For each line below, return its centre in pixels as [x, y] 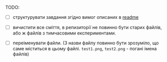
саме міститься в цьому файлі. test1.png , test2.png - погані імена [85, 49]
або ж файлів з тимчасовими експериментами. [64, 33]
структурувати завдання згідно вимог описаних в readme [76, 17]
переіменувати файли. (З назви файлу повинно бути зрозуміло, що [86, 43]
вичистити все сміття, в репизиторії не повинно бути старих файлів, [87, 27]
